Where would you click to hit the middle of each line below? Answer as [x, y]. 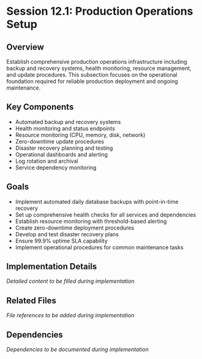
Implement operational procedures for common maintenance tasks [99, 247]
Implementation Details [52, 267]
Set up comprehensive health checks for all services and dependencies [106, 214]
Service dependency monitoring [56, 168]
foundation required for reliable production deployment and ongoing [92, 81]
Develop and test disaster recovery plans [67, 234]
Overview [25, 47]
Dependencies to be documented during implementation [77, 349]
